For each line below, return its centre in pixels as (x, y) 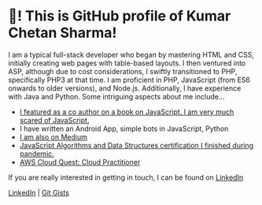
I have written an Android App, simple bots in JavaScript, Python (124, 129)
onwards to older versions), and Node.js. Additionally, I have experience (125, 88)
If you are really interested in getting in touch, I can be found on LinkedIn (126, 177)
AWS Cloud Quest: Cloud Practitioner (80, 162)
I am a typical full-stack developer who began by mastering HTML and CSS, (131, 54)
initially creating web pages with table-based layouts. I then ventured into (127, 63)
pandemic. (37, 154)
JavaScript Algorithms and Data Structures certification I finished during (137, 145)
